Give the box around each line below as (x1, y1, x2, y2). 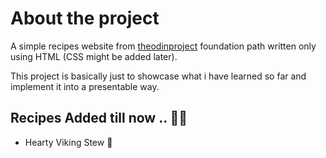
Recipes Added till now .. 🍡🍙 (10, 110, 188, 127)
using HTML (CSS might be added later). (10, 50, 178, 62)
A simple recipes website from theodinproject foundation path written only (10, 40, 317, 52)
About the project (10, 7, 160, 30)
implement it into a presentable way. (10, 80, 160, 92)
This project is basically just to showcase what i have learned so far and (10, 70, 307, 82)
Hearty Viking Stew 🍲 (24, 136, 113, 148)
